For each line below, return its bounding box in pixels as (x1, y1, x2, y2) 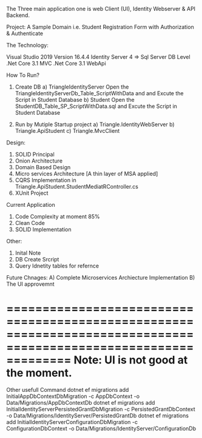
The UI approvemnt (6, 280, 55, 288)
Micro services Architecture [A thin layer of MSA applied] (15, 170, 158, 177)
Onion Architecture (15, 157, 62, 164)
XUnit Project (15, 189, 49, 197)
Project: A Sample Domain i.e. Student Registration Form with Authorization (6, 24, 194, 30)
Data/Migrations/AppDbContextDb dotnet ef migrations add (6, 399, 155, 406)
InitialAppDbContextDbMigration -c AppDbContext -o (6, 393, 140, 400)
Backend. (6, 12, 30, 19)
